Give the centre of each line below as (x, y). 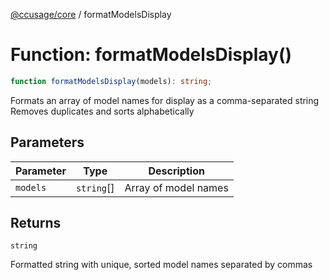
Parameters (47, 142)
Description (176, 171)
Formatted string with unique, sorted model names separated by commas (161, 265)
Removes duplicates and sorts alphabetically (102, 111)
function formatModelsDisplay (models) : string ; (111, 81)
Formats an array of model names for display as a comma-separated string (165, 100)
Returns (36, 223)
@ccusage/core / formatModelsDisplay (91, 14)
